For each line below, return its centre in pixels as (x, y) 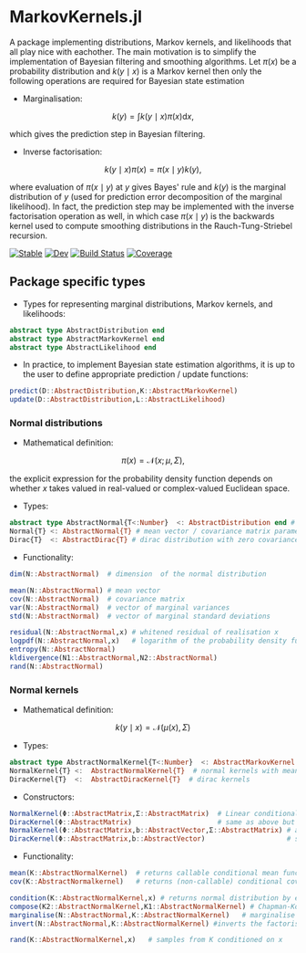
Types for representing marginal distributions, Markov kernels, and (148, 304)
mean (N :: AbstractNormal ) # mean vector (85, 591)
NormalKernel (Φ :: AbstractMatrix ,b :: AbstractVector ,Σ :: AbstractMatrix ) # (150, 831)
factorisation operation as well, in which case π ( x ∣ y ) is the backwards (142, 215)
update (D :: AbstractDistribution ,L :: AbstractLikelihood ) (117, 400)
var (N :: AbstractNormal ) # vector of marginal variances (120, 607)
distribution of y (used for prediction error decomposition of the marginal (146, 196)
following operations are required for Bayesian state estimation (127, 80)
